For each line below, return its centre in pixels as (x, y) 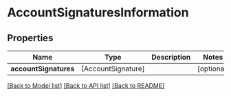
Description (171, 57)
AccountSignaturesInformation (98, 13)
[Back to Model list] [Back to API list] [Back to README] (86, 86)
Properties (30, 38)
